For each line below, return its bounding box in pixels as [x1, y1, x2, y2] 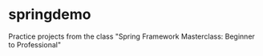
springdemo [8, 6, 91, 24]
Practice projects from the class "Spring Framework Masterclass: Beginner [8, 32, 255, 41]
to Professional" [8, 39, 62, 49]
